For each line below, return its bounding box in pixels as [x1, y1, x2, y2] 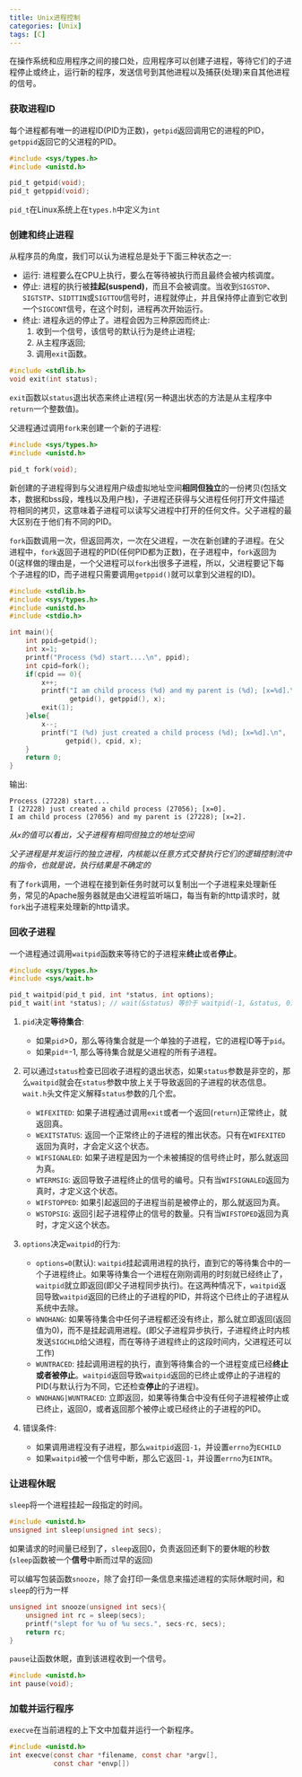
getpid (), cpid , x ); [65, 736, 142, 745]
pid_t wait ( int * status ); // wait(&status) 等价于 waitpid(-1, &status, [9, 998, 282, 1008]
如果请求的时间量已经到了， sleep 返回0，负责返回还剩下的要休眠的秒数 [9, 1544, 271, 1554]
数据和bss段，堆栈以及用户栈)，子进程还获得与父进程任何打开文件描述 [24, 493, 285, 504]
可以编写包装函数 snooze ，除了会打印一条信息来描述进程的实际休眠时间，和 [9, 1573, 285, 1585]
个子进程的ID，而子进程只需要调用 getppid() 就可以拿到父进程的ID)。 [9, 568, 261, 579]
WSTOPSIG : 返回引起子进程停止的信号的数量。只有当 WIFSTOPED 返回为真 [35, 1209, 289, 1219]
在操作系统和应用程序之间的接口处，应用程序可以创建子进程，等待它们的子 [9, 56, 284, 66]
